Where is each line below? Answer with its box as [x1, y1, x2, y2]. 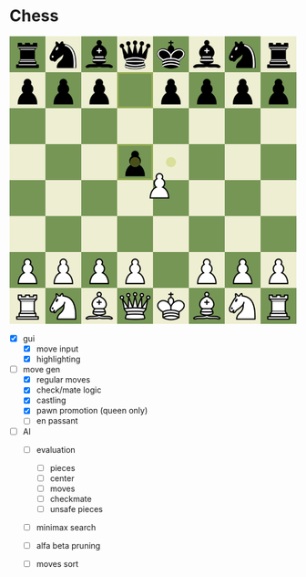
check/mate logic [36, 384, 102, 395]
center [49, 472, 75, 484]
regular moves [36, 374, 91, 385]
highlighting [36, 353, 81, 365]
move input [36, 343, 79, 354]
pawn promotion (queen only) [36, 405, 148, 416]
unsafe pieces [49, 503, 103, 514]
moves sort [36, 559, 79, 570]
